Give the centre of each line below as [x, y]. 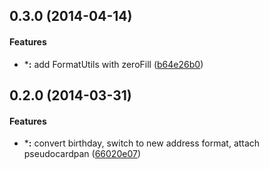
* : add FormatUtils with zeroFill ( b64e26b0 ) [113, 64]
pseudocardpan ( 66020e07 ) [82, 154]
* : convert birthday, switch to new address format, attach [142, 143]
